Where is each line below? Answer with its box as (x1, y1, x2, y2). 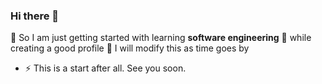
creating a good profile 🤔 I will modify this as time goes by (10, 42, 250, 54)
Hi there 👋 (10, 9, 60, 23)
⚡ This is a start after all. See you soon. (24, 62, 187, 74)
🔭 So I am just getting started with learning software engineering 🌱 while (10, 32, 312, 44)
